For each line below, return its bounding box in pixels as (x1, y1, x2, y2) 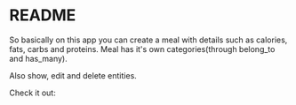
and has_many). (9, 53, 68, 64)
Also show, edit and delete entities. (9, 70, 138, 80)
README (9, 5, 76, 26)
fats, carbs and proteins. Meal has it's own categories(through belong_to (9, 43, 276, 54)
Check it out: (9, 87, 56, 98)
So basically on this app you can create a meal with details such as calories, (9, 34, 288, 45)
